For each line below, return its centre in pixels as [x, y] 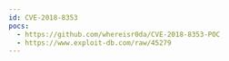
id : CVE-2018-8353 [43, 17]
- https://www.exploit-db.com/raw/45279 [94, 43]
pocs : [19, 26]
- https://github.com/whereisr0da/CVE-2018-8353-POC [119, 34]
